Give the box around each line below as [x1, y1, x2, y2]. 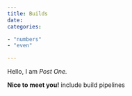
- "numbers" [7, 35, 42, 42]
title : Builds [7, 10, 49, 17]
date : [7, 17, 23, 24]
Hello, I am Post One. [7, 67, 67, 76]
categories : [7, 23, 42, 30]
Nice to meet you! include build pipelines [7, 81, 125, 89]
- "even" [7, 42, 33, 49]
